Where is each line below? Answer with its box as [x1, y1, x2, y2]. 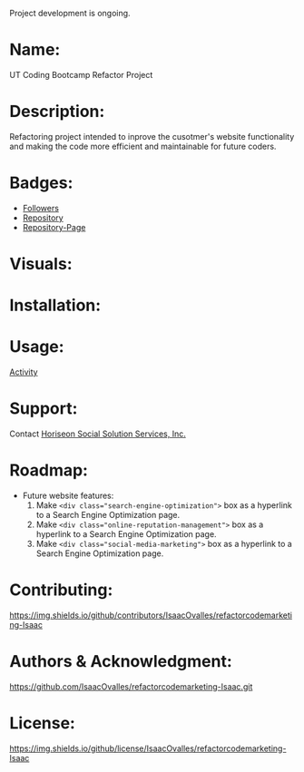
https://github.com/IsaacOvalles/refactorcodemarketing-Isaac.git [9, 680, 253, 692]
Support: [9, 398, 78, 419]
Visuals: [9, 254, 73, 274]
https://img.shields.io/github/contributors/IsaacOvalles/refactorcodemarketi [9, 610, 293, 621]
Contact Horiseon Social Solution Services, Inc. [9, 428, 186, 439]
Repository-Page [22, 221, 86, 232]
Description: [9, 102, 105, 122]
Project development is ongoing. [9, 8, 131, 18]
